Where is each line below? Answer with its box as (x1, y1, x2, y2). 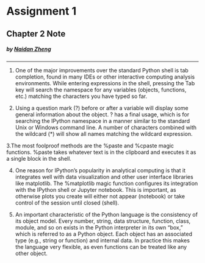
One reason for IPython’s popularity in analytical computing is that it (15, 166, 186, 174)
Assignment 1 (6, 4, 77, 18)
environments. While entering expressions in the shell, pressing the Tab (15, 79, 195, 86)
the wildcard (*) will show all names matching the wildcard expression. (15, 130, 193, 138)
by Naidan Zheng (6, 46, 52, 53)
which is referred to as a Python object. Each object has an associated (15, 230, 193, 237)
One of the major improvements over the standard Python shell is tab (15, 66, 189, 74)
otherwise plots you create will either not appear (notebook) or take (15, 192, 185, 200)
